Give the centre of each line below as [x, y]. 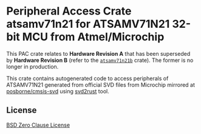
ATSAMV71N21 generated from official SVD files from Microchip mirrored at [101, 85]
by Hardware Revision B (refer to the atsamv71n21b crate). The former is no [100, 60]
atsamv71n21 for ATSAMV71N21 [88, 24]
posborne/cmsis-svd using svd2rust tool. [58, 91]
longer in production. [32, 66]
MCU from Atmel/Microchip [93, 37]
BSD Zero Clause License [38, 125]
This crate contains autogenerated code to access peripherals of [87, 78]
